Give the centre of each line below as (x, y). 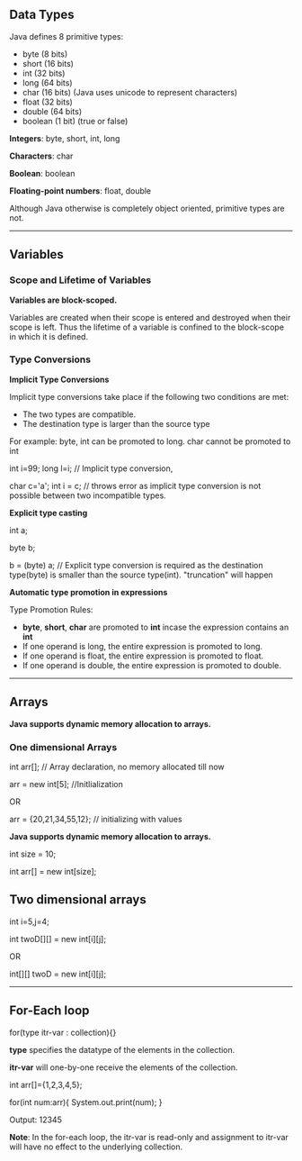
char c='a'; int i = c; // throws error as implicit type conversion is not (135, 485)
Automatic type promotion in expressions (89, 592)
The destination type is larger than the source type (116, 423)
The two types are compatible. (79, 414)
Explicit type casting (49, 512)
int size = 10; (33, 854)
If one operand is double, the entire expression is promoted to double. (151, 665)
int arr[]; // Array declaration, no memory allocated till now (117, 766)
